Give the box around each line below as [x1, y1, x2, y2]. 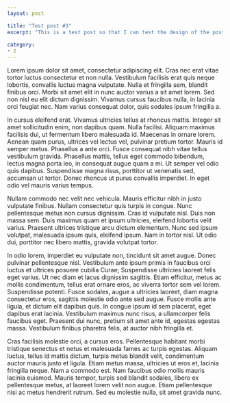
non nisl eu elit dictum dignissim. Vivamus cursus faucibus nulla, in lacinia [7, 95, 216, 103]
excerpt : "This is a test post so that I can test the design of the [7, 29, 210, 36]
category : [7, 41, 36, 48]
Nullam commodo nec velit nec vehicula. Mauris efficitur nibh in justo [7, 194, 202, 203]
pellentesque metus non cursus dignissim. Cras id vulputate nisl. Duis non [7, 209, 216, 218]
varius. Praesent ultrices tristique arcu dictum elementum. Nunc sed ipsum [7, 224, 218, 232]
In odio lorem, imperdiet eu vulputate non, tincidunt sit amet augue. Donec [7, 251, 217, 260]
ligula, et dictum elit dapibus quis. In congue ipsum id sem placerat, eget [7, 302, 212, 311]
